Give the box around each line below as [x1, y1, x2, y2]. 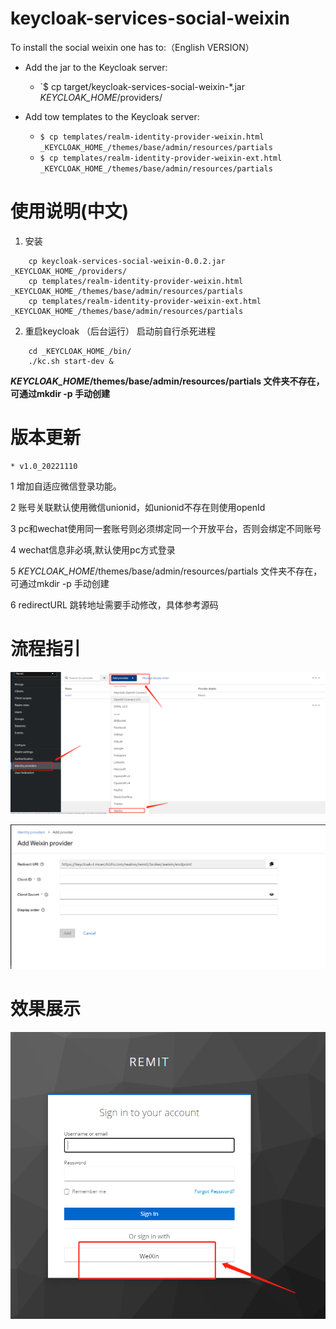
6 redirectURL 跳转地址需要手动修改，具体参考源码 [10, 598, 219, 611]
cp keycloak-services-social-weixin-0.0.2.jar [28, 256, 226, 266]
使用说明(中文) [10, 200, 130, 223]
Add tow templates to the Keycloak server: [24, 110, 200, 122]
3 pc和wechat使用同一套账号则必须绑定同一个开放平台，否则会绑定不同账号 [10, 522, 322, 534]
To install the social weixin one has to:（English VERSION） [10, 41, 255, 53]
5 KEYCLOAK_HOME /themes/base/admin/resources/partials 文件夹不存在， [10, 565, 323, 577]
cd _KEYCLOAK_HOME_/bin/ [28, 346, 132, 356]
